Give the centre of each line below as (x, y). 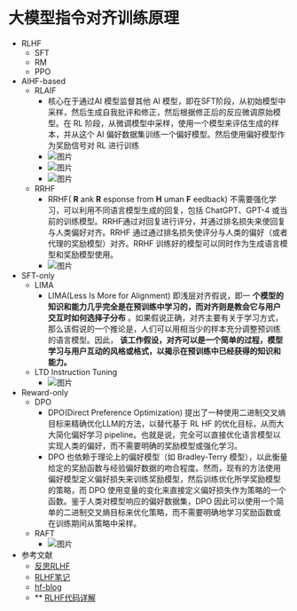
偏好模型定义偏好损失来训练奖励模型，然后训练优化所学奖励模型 (164, 479)
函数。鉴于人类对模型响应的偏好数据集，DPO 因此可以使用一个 (162, 501)
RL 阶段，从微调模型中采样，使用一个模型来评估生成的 (172, 123)
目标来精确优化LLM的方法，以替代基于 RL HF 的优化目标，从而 (162, 423)
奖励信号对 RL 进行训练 (98, 145)
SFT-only (38, 275)
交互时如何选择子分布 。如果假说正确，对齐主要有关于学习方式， (165, 317)
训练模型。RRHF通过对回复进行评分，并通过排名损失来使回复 (175, 221)
